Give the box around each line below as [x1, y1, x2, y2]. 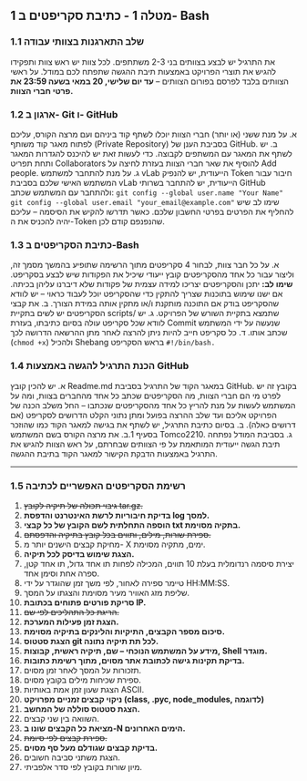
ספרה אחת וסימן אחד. [23, 568, 100, 579]
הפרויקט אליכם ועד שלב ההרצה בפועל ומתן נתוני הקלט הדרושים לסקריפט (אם [10, 409, 277, 420]
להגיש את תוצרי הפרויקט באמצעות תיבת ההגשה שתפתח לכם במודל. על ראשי [10, 66, 277, 77]
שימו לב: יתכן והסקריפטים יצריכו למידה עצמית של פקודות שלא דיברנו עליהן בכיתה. [10, 279, 293, 290]
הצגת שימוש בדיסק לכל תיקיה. [23, 548, 135, 560]
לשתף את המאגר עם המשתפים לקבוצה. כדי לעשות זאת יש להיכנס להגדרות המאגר [10, 148, 292, 159]
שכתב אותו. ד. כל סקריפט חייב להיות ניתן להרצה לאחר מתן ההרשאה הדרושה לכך [10, 327, 288, 338]
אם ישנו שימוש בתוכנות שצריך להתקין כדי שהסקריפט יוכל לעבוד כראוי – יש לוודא [10, 288, 283, 300]
